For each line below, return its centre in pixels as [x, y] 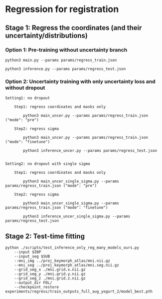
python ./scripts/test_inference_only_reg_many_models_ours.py [72, 247]
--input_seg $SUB [32, 256]
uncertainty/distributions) [47, 35]
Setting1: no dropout [28, 98]
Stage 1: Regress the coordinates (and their [74, 28]
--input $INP [28, 252]
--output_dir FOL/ [33, 282]
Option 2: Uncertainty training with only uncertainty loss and [80, 81]
